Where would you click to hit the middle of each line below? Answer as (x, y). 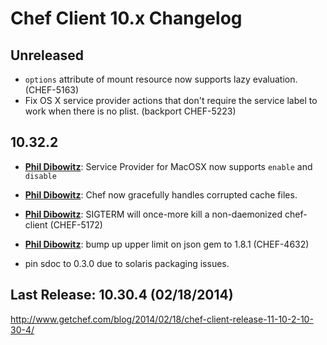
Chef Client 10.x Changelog (126, 18)
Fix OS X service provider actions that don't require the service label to (171, 100)
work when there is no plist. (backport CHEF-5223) (130, 111)
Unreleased (47, 55)
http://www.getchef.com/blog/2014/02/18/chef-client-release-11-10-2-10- (162, 319)
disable (40, 176)
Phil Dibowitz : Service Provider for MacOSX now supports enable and (168, 166)
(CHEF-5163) (52, 90)
